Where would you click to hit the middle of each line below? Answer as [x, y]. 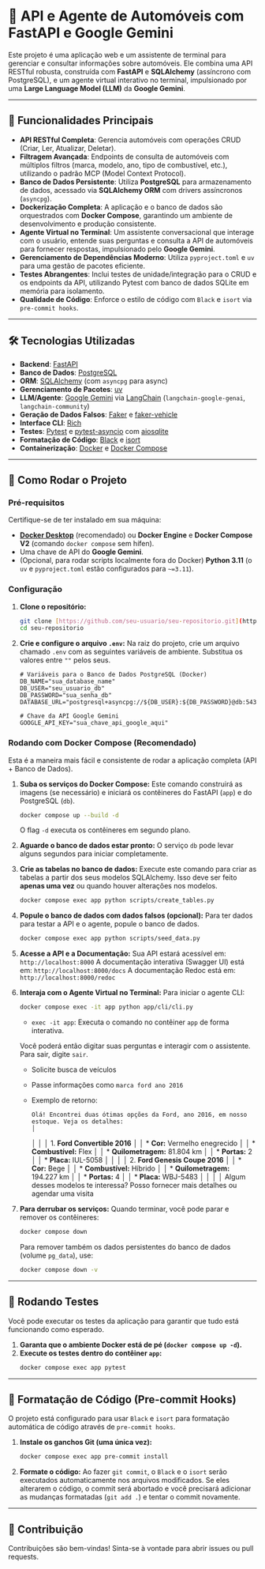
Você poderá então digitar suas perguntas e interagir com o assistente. [135, 1046]
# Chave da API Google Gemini [69, 716]
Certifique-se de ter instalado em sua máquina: [85, 520]
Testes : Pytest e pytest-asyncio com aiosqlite [94, 431]
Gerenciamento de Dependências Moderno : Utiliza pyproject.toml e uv [137, 257]
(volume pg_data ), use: [56, 1255]
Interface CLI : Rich [50, 423]
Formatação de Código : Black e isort [80, 439]
